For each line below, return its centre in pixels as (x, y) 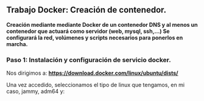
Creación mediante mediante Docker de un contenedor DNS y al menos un (102, 24)
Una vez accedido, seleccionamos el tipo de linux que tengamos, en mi (95, 85)
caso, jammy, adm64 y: (36, 91)
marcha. (17, 44)
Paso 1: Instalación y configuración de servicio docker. (89, 60)
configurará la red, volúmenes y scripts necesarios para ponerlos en (95, 37)
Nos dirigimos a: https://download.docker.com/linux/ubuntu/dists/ (92, 73)
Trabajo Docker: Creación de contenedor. (86, 10)
